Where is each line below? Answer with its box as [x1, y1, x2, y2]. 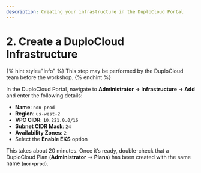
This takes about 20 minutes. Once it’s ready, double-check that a [6, 147, 169, 154]
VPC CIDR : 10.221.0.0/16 [14, 116, 79, 123]
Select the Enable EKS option [14, 135, 88, 142]
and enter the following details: [6, 91, 83, 99]
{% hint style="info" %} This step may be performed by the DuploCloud [6, 67, 184, 74]
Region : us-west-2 [14, 109, 61, 117]
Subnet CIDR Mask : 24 [14, 123, 71, 130]
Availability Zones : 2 [14, 129, 67, 136]
